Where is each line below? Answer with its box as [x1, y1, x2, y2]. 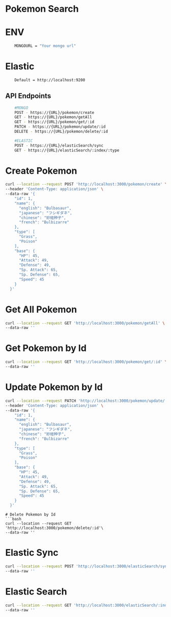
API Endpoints [5, 92, 51, 100]
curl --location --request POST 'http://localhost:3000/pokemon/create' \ [5, 182, 167, 187]
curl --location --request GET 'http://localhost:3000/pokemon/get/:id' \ [5, 359, 167, 364]
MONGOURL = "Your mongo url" [14, 43, 76, 49]
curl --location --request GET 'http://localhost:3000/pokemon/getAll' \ [5, 321, 165, 326]
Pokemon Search [5, 3, 79, 15]
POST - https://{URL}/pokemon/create [14, 110, 95, 115]
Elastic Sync [5, 547, 59, 559]
